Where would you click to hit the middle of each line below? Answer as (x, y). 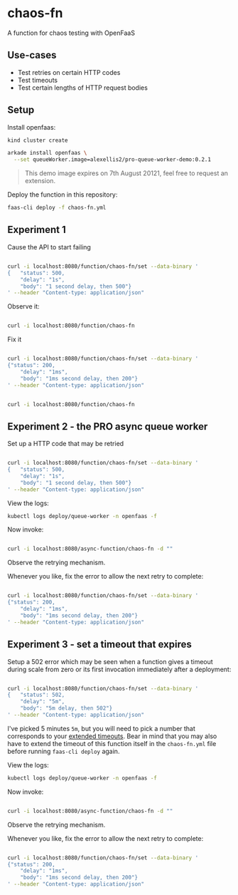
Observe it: (24, 306)
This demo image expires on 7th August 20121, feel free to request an (126, 173)
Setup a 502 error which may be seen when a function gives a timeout (110, 661)
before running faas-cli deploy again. (64, 751)
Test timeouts (38, 80)
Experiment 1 (37, 230)
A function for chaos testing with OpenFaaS (71, 33)
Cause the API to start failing (49, 247)
